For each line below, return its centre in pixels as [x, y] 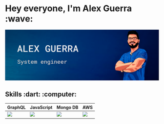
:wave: [19, 19]
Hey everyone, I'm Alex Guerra [69, 9]
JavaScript [41, 107]
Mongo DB [67, 107]
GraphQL [16, 107]
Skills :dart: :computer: [41, 94]
